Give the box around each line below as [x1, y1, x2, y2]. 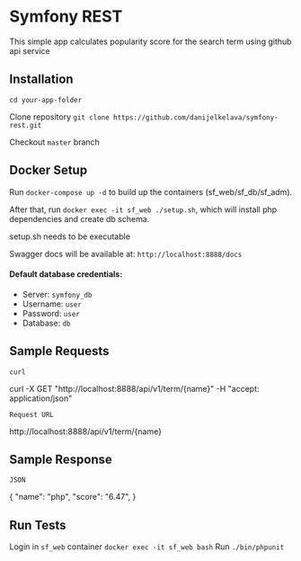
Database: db [22, 317, 71, 328]
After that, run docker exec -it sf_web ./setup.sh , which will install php [9, 204, 278, 215]
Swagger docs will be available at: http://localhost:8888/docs [9, 248, 243, 259]
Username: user [22, 298, 83, 309]
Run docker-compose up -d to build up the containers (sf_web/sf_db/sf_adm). [9, 186, 293, 197]
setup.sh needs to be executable [9, 231, 130, 242]
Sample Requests [9, 343, 110, 359]
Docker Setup [9, 163, 88, 178]
